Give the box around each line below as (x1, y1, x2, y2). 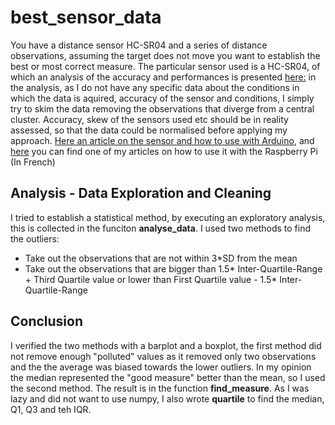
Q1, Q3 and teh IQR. (10, 403, 92, 415)
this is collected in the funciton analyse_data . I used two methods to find (10, 222, 312, 234)
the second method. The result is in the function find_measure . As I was (10, 382, 310, 394)
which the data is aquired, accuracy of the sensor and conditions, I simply (10, 92, 315, 104)
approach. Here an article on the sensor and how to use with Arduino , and (10, 134, 315, 146)
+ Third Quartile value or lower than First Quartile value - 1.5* (24, 273, 278, 285)
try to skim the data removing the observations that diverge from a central (10, 102, 315, 115)
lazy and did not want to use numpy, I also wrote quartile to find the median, (10, 392, 325, 405)
